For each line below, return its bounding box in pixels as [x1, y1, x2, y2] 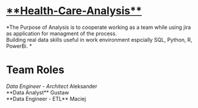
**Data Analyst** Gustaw [6, 89, 69, 96]
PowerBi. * [6, 42, 33, 50]
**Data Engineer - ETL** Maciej [6, 95, 86, 102]
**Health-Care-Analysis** [6, 4, 142, 18]
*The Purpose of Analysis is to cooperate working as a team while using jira [6, 24, 191, 31]
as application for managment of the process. [6, 30, 117, 37]
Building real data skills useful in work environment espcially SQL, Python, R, [6, 36, 193, 43]
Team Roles [6, 63, 65, 77]
